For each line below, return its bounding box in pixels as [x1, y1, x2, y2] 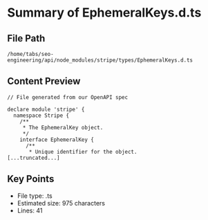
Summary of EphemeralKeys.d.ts [7, 5, 202, 21]
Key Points [7, 173, 55, 185]
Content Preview [7, 75, 81, 87]
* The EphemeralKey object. [22, 124, 104, 131]
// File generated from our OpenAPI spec [7, 93, 129, 101]
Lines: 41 [17, 206, 43, 214]
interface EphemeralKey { [19, 136, 95, 143]
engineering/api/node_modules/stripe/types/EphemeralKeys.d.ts [7, 57, 193, 64]
